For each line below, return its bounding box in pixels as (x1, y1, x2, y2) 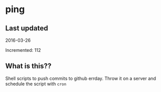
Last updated (5, 24, 49, 33)
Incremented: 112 (5, 47, 41, 53)
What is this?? (5, 62, 52, 71)
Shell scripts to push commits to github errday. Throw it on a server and (5, 75, 156, 81)
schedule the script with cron (5, 80, 66, 87)
